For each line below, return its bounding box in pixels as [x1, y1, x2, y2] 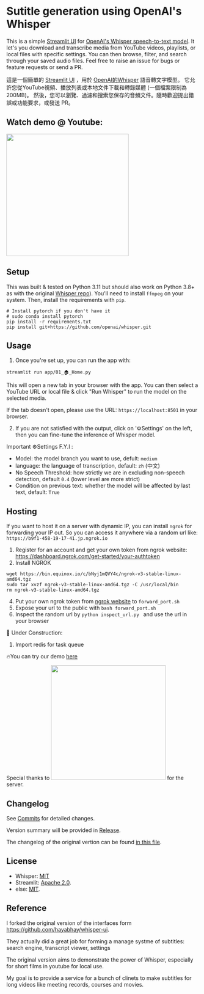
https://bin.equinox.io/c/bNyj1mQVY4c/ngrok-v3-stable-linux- [20, 571, 182, 577]
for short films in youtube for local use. [6, 962, 104, 970]
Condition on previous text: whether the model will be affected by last [15, 482, 191, 490]
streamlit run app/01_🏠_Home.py [6, 369, 92, 375]
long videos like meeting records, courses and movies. [6, 981, 144, 988]
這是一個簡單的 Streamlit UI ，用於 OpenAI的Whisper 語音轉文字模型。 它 [6, 76, 191, 83]
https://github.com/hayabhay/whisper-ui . [6, 926, 110, 933]
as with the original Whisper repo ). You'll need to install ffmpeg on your [6, 289, 184, 297]
